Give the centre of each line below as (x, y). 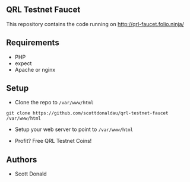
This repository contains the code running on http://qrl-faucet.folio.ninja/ (95, 24)
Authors (22, 159)
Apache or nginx (35, 69)
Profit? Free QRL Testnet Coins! (53, 141)
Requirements (33, 43)
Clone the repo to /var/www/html (54, 103)
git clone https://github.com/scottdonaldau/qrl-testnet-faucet (87, 113)
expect (23, 63)
